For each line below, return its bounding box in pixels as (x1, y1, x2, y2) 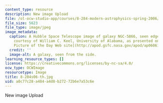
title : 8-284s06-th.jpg (5, 74, 53, 79)
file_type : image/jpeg (5, 25, 51, 30)
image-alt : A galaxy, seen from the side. (9, 52, 97, 57)
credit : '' (9, 47, 32, 52)
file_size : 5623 (5, 20, 38, 26)
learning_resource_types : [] (5, 57, 64, 61)
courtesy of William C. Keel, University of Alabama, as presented (14, 39, 153, 44)
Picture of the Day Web (14, 43, 62, 48)
